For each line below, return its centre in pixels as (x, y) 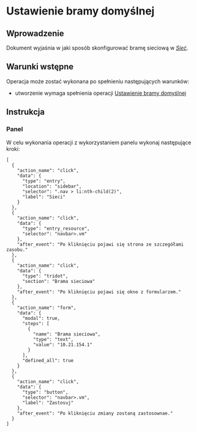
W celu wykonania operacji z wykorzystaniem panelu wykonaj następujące (99, 142)
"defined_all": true (48, 360)
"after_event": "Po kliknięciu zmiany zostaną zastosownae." (95, 413)
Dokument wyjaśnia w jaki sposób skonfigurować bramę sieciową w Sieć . (97, 48)
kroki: (13, 148)
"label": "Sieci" (44, 197)
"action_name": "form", (47, 308)
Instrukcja (26, 112)
